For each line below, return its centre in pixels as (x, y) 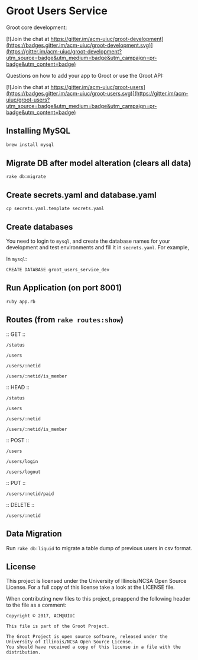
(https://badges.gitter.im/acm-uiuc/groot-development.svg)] (79, 45)
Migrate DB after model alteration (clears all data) (99, 164)
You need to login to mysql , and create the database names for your (88, 241)
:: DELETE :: (20, 504)
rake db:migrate (26, 177)
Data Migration (34, 534)
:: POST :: (18, 440)
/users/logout (24, 472)
